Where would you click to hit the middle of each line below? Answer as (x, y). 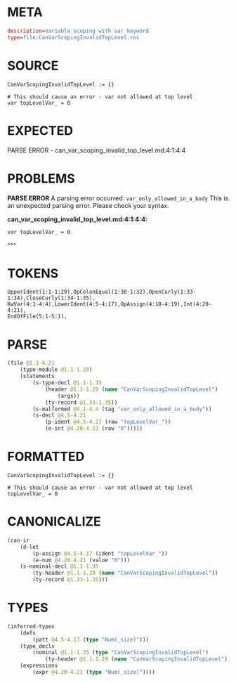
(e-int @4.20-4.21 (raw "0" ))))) (93, 429)
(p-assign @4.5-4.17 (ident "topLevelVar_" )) (100, 553)
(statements (37, 377)
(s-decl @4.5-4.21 (59, 415)
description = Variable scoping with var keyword (78, 31)
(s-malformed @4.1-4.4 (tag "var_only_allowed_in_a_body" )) (122, 409)
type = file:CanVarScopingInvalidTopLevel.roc (73, 37)
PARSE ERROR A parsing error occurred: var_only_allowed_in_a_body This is (118, 198)
